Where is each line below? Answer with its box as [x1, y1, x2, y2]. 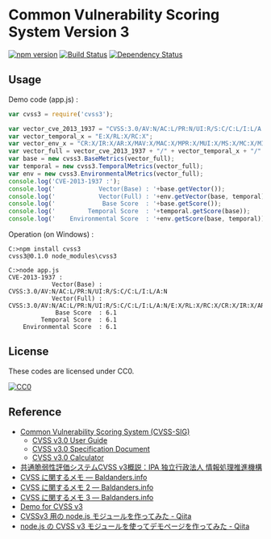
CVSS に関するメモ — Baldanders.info [19, 472, 148, 482]
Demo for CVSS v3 [19, 501, 83, 511]
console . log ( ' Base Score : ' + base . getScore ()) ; [8, 200, 222, 208]
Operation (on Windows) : [8, 229, 94, 239]
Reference [8, 406, 62, 419]
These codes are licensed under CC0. [8, 366, 135, 376]
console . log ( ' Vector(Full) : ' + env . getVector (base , [8, 192, 229, 200]
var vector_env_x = [8, 140, 74, 148]
